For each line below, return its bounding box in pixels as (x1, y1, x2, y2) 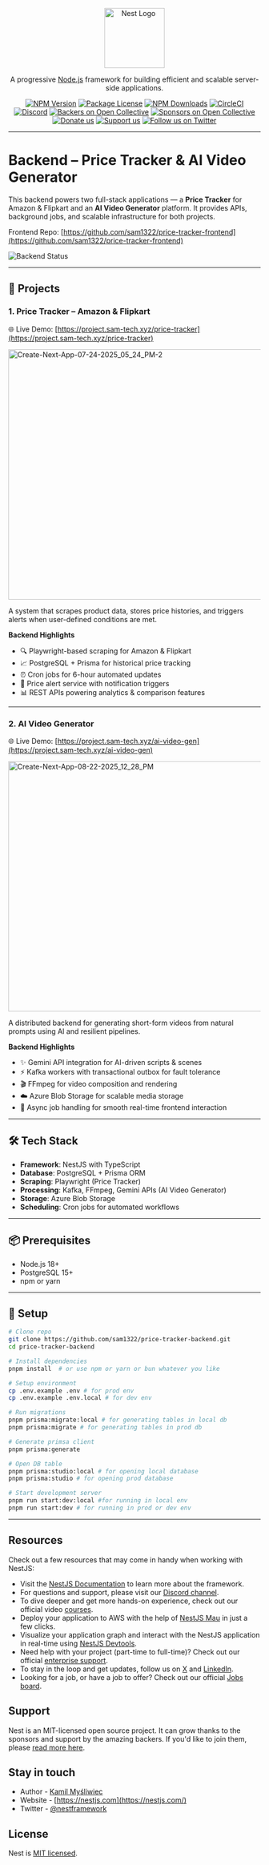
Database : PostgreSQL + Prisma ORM (19, 1168, 146, 1177)
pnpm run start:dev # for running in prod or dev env (8, 1504, 192, 1513)
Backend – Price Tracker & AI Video (8, 151, 247, 170)
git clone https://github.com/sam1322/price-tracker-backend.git (8, 1336, 231, 1344)
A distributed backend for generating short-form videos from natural (8, 1018, 234, 1027)
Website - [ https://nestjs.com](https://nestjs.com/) (19, 1795, 187, 1805)
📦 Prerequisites (8, 1234, 91, 1248)
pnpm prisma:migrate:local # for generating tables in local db (8, 1416, 227, 1425)
